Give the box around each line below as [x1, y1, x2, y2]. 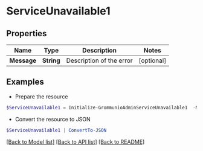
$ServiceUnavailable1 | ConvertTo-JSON [6, 127, 107, 133]
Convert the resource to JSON [14, 115, 91, 123]
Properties [6, 28, 47, 39]
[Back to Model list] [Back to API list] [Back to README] [6, 138, 145, 146]
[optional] [138, 56, 167, 65]
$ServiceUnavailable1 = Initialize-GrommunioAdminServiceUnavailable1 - [6, 104, 196, 111]
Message [9, 56, 37, 65]
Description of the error [66, 56, 133, 65]
